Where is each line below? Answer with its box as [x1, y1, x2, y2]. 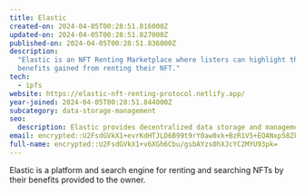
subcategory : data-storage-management [9, 106, 156, 115]
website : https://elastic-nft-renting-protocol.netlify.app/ [9, 89, 246, 98]
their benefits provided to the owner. [9, 174, 146, 185]
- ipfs [17, 81, 43, 90]
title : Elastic [9, 13, 67, 23]
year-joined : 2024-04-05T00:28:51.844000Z [9, 97, 172, 107]
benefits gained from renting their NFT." [17, 64, 181, 73]
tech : [9, 73, 30, 82]
